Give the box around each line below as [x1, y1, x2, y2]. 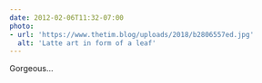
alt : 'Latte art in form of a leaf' [17, 38, 156, 48]
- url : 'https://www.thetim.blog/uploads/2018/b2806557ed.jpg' [9, 30, 255, 39]
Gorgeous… [9, 63, 54, 74]
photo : [9, 22, 35, 31]
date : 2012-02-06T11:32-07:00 [9, 13, 125, 23]
